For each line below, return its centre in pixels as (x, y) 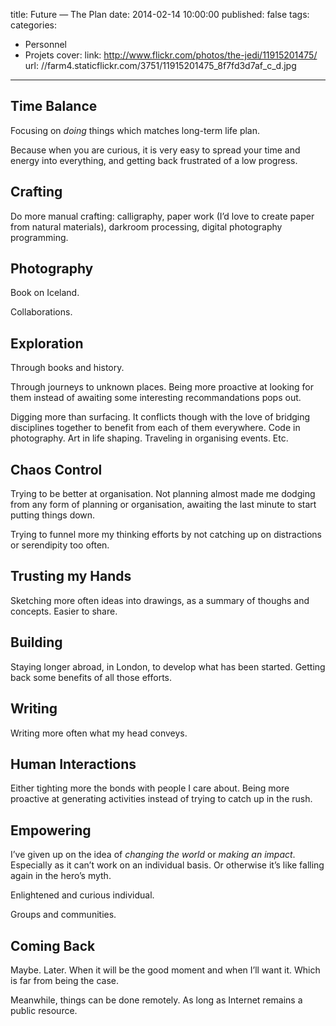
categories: (33, 25)
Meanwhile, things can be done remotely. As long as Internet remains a (156, 1000)
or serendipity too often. (60, 545)
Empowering (51, 830)
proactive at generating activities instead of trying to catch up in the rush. (161, 799)
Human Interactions (73, 764)
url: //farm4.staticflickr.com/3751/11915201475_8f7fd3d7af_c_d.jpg (160, 65)
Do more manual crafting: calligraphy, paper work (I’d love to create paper (162, 216)
